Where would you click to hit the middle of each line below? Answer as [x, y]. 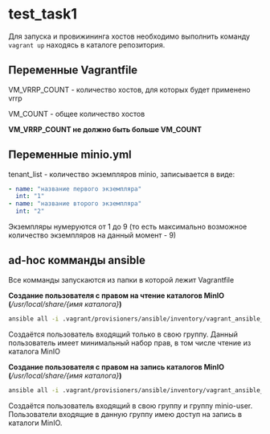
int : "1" [30, 196]
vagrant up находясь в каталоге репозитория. [87, 44]
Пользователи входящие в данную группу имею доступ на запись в [125, 414]
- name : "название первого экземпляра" [75, 189]
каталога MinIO [34, 351]
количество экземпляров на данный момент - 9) [92, 235]
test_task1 [43, 14]
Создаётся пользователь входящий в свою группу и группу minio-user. [131, 405]
